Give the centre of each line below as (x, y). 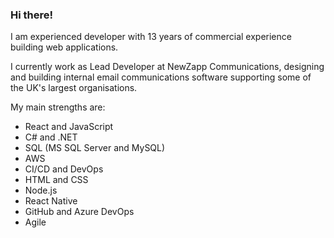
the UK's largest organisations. (74, 88)
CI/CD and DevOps (64, 169)
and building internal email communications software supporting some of (161, 77)
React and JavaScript (69, 127)
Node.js (41, 190)
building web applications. (64, 47)
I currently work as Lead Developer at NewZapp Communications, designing (167, 67)
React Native (51, 201)
